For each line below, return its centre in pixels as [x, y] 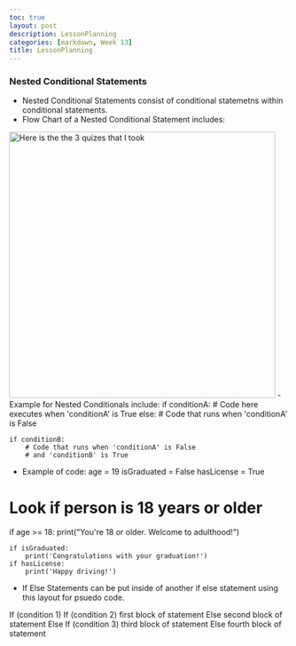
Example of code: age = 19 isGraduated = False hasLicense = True [143, 472]
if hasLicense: [37, 564]
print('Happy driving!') [71, 572]
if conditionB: [37, 440]
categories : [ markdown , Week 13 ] [71, 42]
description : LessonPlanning [63, 34]
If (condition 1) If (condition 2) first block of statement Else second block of [146, 615]
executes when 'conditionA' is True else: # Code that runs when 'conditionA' [148, 414]
